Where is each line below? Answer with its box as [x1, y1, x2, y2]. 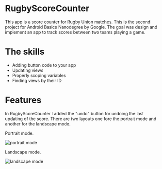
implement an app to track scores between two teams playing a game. [5, 29, 146, 35]
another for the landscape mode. [5, 121, 71, 126]
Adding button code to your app [12, 62, 76, 68]
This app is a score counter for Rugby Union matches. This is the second [5, 19, 151, 25]
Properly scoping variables [12, 72, 66, 78]
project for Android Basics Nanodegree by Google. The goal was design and [5, 24, 158, 30]
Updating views [12, 67, 44, 73]
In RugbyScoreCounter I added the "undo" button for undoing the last [5, 110, 144, 116]
